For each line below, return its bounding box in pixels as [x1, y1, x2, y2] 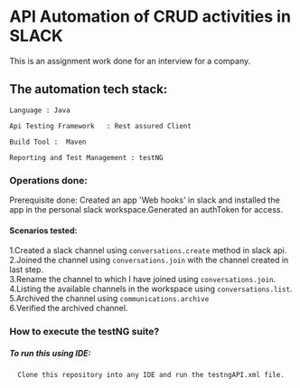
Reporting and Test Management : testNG [9, 153, 164, 162]
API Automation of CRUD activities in [9, 6, 292, 27]
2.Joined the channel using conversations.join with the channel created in [9, 255, 289, 266]
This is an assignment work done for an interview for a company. [9, 55, 251, 66]
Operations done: [9, 174, 89, 186]
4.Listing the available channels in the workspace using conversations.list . [9, 283, 293, 295]
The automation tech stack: [9, 81, 168, 97]
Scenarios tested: [9, 224, 78, 236]
